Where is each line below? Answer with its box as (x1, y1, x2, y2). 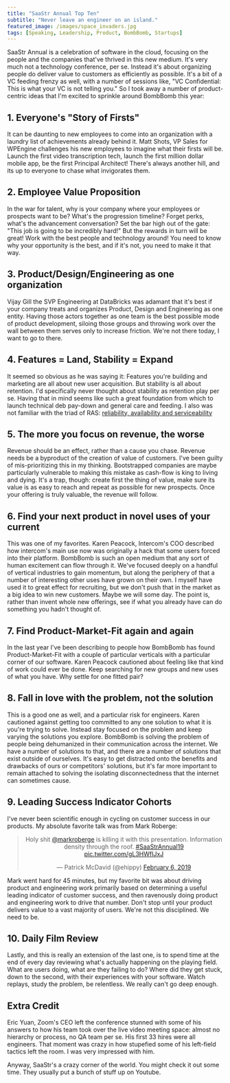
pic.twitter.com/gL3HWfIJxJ (84, 849, 164, 858)
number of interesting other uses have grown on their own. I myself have (7, 576, 213, 584)
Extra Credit (7, 1000, 60, 1012)
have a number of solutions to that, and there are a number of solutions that (7, 747, 221, 755)
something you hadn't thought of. (7, 605, 102, 614)
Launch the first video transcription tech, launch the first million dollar (7, 152, 204, 160)
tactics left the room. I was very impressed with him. (7, 1047, 155, 1056)
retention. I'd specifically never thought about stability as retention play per (7, 386, 220, 395)
